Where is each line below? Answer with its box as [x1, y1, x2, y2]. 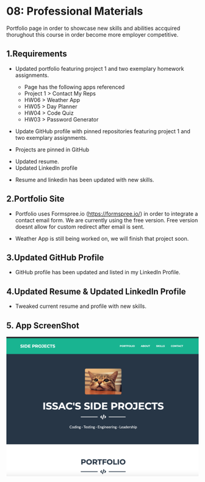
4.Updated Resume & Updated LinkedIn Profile [6, 286, 186, 297]
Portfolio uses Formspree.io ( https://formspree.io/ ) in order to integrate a [15, 210, 198, 217]
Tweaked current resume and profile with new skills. [15, 302, 146, 310]
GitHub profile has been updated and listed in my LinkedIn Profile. [15, 269, 181, 276]
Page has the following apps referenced [24, 83, 125, 90]
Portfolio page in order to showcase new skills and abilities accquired [6, 24, 181, 32]
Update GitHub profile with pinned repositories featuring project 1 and [15, 127, 191, 135]
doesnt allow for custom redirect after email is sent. [15, 223, 145, 230]
